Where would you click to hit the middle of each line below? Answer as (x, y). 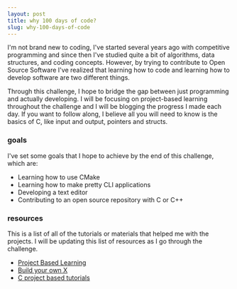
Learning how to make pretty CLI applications (84, 184)
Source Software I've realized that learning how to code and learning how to (119, 70)
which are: (23, 163)
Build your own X (43, 270)
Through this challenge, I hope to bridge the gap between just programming (118, 91)
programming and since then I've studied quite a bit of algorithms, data (111, 55)
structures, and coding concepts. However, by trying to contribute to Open (116, 63)
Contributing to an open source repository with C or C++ (100, 199)
